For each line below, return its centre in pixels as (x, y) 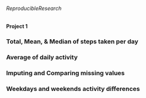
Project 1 (17, 26)
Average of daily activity (42, 58)
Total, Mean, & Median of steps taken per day (72, 42)
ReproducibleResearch (34, 8)
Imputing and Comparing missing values (66, 73)
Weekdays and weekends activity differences (73, 89)
